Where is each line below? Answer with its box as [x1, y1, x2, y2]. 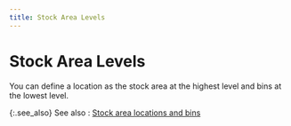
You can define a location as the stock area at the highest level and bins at [9, 81, 282, 91]
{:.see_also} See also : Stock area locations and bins [9, 107, 201, 118]
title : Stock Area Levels [9, 12, 105, 22]
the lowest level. [9, 90, 69, 100]
